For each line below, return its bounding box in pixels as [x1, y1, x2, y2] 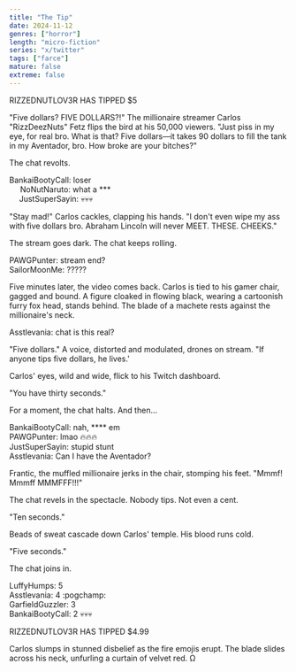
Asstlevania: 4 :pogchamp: [9, 590, 107, 600]
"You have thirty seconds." [9, 387, 107, 398]
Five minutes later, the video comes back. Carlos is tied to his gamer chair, [9, 281, 280, 292]
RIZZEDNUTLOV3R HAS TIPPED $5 [9, 95, 138, 105]
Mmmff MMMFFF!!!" [9, 477, 83, 488]
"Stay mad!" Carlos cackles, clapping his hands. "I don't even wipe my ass [9, 211, 281, 221]
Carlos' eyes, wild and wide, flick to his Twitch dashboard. [9, 370, 221, 381]
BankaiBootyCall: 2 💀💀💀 [9, 608, 93, 619]
